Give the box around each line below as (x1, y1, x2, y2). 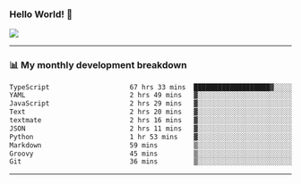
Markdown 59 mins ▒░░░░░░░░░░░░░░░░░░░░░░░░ (9, 140, 295, 150)
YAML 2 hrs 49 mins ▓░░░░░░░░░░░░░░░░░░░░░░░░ (9, 91, 295, 100)
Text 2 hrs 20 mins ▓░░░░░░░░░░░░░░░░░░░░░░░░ (9, 107, 295, 117)
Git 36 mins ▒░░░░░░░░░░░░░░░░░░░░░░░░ (9, 157, 295, 166)
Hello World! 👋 (9, 8, 73, 21)
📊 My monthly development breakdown (9, 59, 187, 71)
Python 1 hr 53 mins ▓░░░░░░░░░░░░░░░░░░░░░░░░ (9, 132, 295, 141)
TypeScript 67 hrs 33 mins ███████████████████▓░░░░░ (9, 82, 295, 92)
